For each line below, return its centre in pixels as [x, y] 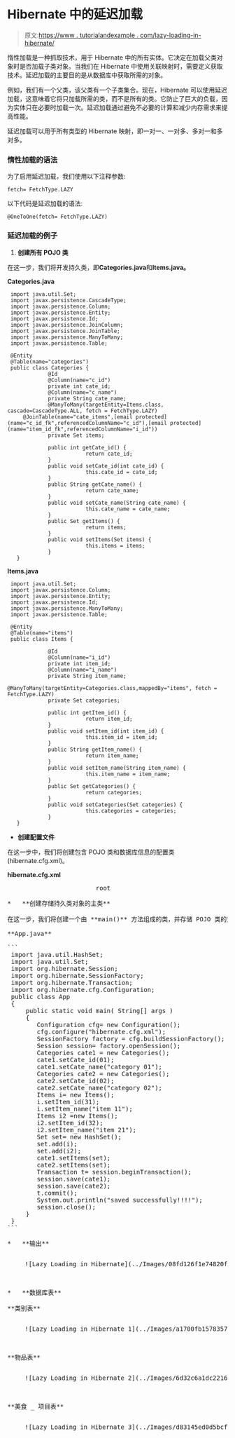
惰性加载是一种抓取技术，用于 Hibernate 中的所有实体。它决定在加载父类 [112, 57]
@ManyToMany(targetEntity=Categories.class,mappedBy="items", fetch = [112, 688]
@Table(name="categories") [50, 362]
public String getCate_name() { [95, 484]
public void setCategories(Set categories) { [115, 805]
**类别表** [24, 1308]
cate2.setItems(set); [74, 1165]
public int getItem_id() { [87, 712]
